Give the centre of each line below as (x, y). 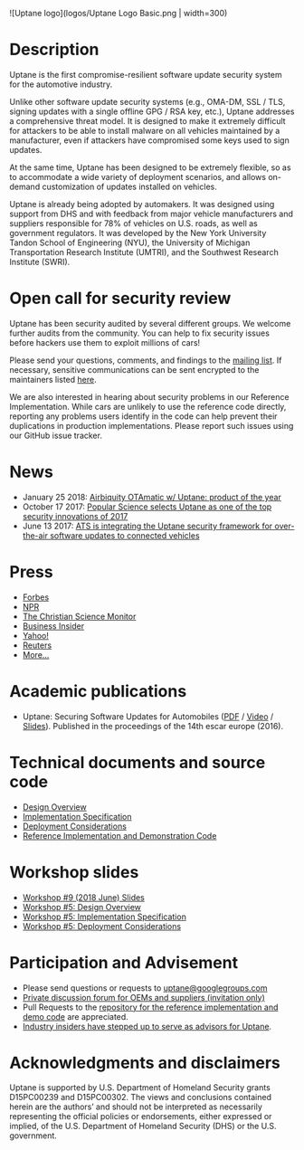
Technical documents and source (138, 762)
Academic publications (98, 691)
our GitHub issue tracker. (56, 435)
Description (54, 50)
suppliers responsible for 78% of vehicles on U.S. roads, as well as (133, 223)
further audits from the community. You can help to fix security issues (139, 333)
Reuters (37, 645)
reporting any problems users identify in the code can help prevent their (143, 416)
